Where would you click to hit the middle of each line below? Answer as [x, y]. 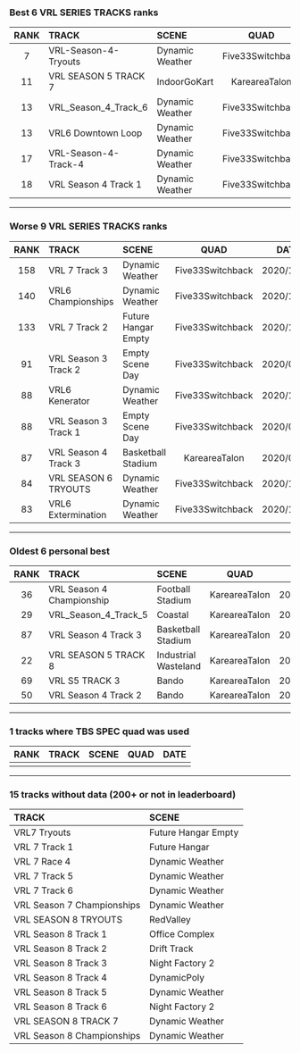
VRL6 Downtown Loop [96, 133]
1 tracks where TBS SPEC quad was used [100, 731]
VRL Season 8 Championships [77, 1036]
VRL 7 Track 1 [44, 848]
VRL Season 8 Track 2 [60, 949]
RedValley [170, 920]
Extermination [78, 514]
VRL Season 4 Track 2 [96, 695]
